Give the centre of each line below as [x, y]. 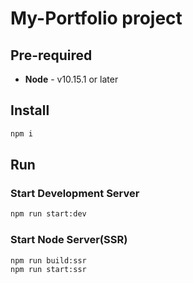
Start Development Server [75, 193]
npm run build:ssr [48, 260]
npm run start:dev [48, 214]
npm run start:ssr [48, 270]
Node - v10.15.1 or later [71, 79]
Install [30, 110]
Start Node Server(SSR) [69, 240]
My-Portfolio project [96, 18]
